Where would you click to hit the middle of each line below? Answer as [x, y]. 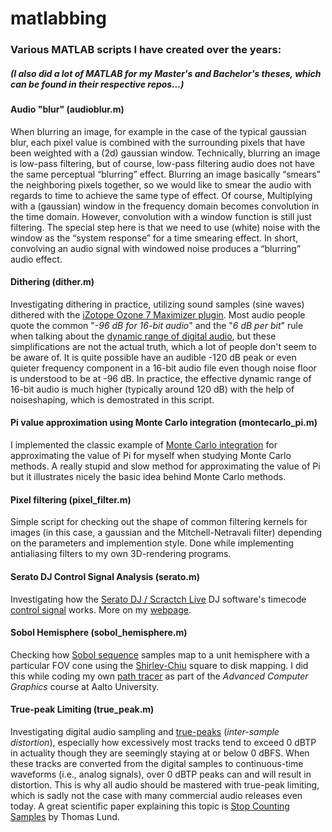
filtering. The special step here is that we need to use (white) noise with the [165, 227]
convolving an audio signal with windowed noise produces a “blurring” [156, 248]
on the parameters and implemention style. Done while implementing [152, 543]
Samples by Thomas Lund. [65, 816]
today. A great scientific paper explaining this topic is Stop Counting [150, 806]
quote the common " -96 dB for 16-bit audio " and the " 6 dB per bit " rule [157, 325]
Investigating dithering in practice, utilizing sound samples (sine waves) [157, 304]
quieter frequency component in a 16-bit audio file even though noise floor [163, 368]
